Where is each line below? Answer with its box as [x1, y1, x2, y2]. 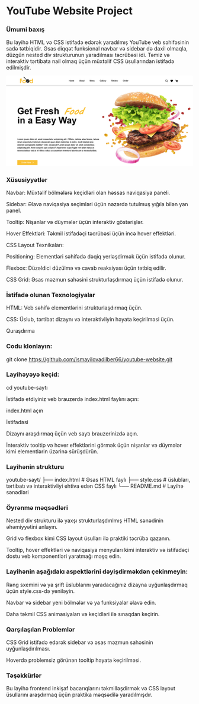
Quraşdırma [6, 327, 36, 334]
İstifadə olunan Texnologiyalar [6, 291, 95, 299]
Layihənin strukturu [6, 462, 64, 471]
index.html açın [6, 407, 43, 414]
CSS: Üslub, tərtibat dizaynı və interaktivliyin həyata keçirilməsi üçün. [6, 316, 175, 323]
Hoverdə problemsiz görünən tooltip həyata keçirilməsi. [6, 656, 141, 664]
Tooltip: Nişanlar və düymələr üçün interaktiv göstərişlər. [6, 218, 144, 225]
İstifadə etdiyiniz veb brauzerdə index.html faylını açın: [6, 395, 139, 402]
